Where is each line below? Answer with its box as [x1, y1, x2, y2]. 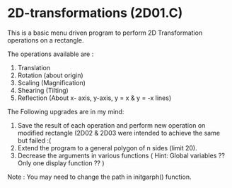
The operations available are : [7, 50, 94, 58]
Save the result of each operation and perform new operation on [17, 121, 206, 129]
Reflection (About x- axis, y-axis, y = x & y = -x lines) [17, 94, 172, 102]
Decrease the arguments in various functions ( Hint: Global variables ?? [17, 151, 225, 160]
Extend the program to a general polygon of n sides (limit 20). [17, 143, 197, 152]
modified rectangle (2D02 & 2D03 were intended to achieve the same [17, 128, 221, 137]
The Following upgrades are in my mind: [7, 107, 124, 116]
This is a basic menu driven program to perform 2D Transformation [7, 28, 203, 37]
